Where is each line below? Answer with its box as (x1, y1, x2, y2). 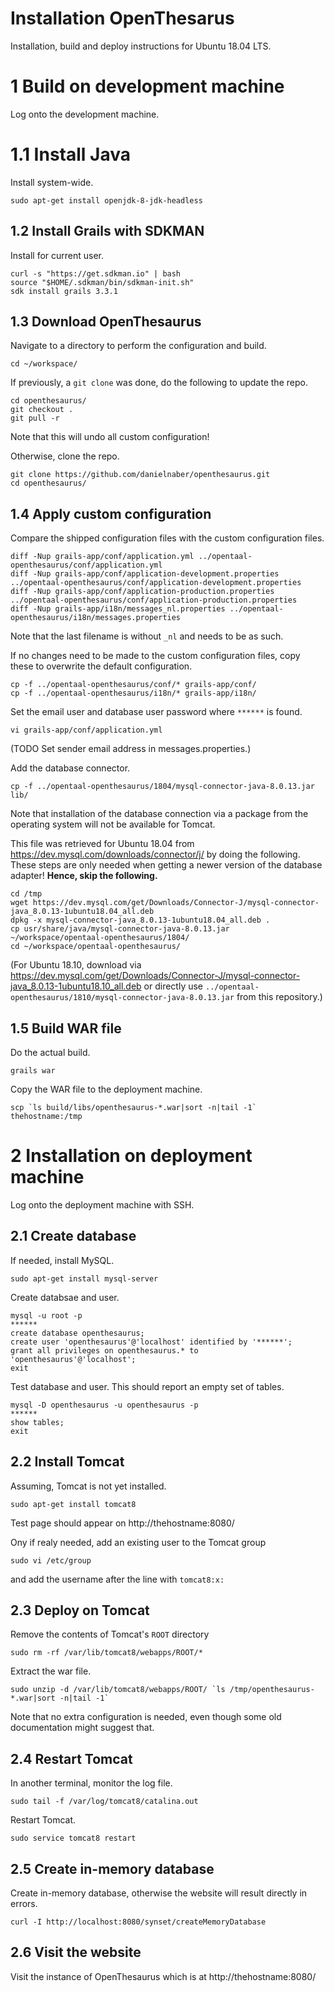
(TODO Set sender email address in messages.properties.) (10, 743, 252, 755)
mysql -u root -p (10, 1310, 83, 1321)
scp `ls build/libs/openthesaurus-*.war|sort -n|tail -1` (10, 1103, 257, 1113)
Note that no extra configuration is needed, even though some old (10, 1711, 282, 1723)
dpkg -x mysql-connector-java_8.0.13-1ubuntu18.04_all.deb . (10, 915, 271, 926)
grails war (10, 1066, 56, 1076)
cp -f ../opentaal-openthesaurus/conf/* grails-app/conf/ (10, 680, 257, 690)
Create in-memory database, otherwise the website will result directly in (10, 1887, 308, 1899)
